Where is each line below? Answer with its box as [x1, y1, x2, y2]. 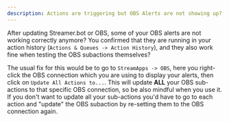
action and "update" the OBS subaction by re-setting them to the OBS [7, 100, 204, 108]
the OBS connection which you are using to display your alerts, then [21, 71, 214, 79]
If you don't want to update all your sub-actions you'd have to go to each [7, 93, 213, 101]
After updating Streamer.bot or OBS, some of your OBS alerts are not [7, 29, 202, 37]
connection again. [7, 107, 58, 115]
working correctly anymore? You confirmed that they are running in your [7, 35, 211, 44]
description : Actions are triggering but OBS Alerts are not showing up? [7, 10, 223, 17]
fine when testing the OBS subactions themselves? [7, 50, 151, 59]
